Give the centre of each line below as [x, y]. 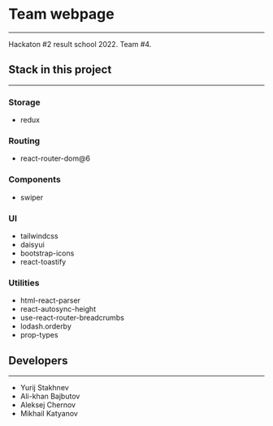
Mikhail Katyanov [49, 414]
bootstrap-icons [47, 253]
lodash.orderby [45, 326]
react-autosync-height [58, 309]
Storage [24, 102]
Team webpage [62, 14]
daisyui [32, 244]
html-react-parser [50, 300]
